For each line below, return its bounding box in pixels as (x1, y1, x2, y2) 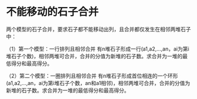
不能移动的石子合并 (6, 5, 99, 19)
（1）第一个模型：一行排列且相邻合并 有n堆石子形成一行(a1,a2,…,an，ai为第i (6, 45, 189, 52)
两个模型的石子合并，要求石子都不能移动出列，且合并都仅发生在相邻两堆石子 (6, 26, 191, 33)
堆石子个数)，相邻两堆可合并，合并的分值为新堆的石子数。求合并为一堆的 (6, 52, 183, 59)
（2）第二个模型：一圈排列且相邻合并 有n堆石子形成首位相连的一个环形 (6, 72, 178, 79)
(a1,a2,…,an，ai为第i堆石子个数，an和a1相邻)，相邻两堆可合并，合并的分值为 (6, 79, 191, 86)
